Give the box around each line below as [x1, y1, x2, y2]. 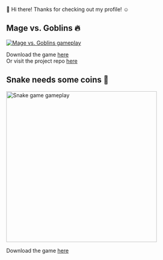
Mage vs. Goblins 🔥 [6, 23, 81, 33]
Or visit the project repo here [6, 57, 78, 65]
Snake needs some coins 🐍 [6, 75, 109, 85]
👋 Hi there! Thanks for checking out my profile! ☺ [6, 6, 129, 13]
